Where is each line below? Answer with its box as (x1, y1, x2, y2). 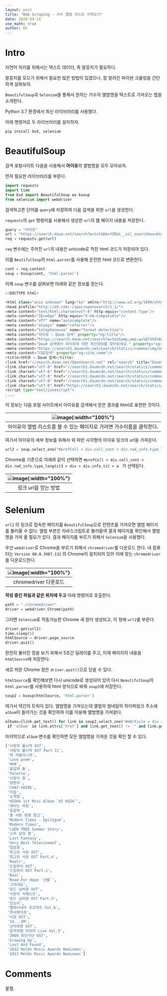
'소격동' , (7, 794, 25, 799)
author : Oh (5, 26, 28, 31)
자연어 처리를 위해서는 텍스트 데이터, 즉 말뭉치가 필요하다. (5, 64, 117, 70)
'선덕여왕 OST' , (7, 924, 37, 929)
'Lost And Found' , (7, 942, 46, 947)
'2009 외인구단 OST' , (7, 933, 48, 938)
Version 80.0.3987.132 (14, 552, 62, 556)
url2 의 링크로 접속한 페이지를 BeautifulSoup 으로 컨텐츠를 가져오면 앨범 (5, 521, 145, 528)
